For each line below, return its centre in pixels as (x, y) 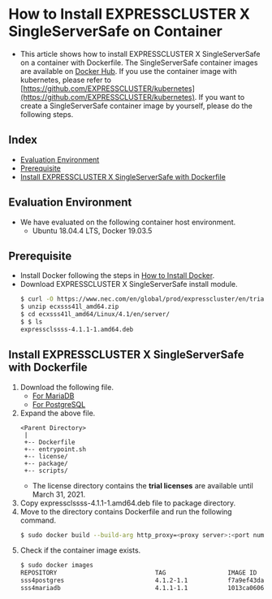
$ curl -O (37, 299)
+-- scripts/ (46, 471)
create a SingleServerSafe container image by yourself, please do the (136, 106)
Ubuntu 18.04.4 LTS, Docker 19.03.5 (92, 230)
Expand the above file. (58, 413)
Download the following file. (67, 387)
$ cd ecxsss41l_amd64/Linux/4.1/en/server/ (95, 315)
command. (38, 520)
